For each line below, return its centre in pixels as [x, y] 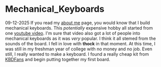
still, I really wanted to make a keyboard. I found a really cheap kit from [77, 54]
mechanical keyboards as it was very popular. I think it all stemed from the [80, 38]
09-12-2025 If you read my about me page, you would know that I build [78, 23]
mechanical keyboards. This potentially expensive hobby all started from [79, 28]
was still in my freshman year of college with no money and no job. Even [79, 49]
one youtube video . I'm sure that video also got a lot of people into [73, 33]
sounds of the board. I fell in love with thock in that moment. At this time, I [80, 43]
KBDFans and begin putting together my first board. [58, 59]
